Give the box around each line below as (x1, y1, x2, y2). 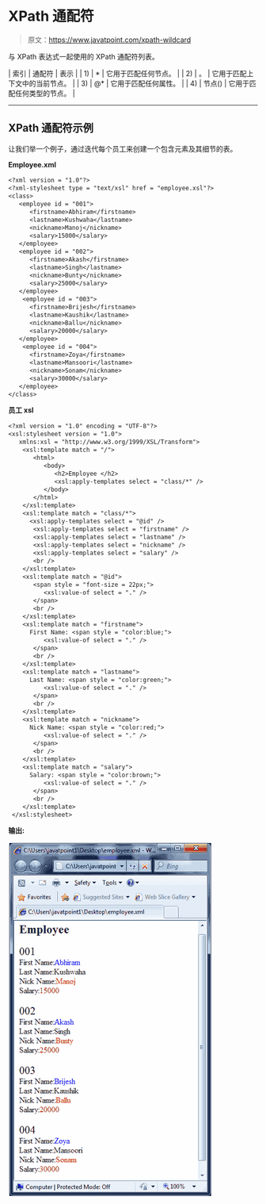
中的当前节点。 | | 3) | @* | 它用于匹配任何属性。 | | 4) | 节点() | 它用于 (21, 79, 250, 88)
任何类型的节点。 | (14, 88, 75, 98)
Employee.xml (8, 159, 57, 169)
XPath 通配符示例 (8, 121, 93, 135)
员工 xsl (8, 405, 34, 415)
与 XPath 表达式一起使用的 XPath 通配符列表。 (8, 52, 160, 61)
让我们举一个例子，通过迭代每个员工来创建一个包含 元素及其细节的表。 (8, 144, 237, 153)
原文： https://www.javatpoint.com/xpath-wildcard (27, 35, 192, 44)
